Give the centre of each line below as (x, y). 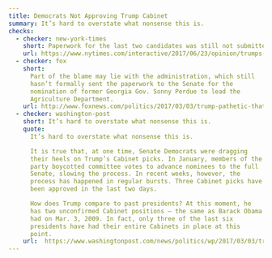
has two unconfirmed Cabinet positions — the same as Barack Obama (146, 211)
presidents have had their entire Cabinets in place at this (135, 226)
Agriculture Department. (72, 99)
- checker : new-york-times (61, 39)
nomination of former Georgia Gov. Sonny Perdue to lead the (135, 91)
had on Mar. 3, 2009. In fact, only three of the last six (131, 219)
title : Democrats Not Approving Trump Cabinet (88, 16)
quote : (34, 129)
